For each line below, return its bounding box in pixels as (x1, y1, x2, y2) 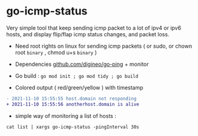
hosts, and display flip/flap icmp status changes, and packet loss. (6, 30, 170, 37)
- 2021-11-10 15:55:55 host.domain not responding (6, 96, 137, 102)
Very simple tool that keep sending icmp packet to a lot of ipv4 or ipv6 (6, 24, 182, 31)
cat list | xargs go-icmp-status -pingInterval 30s (6, 124, 139, 130)
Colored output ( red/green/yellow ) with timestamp (15, 83, 144, 91)
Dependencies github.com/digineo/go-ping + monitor (15, 60, 150, 68)
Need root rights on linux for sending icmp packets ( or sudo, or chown (15, 42, 193, 50)
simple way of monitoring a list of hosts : (15, 112, 116, 119)
